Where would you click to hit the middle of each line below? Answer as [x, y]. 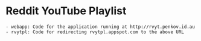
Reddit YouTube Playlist [66, 11]
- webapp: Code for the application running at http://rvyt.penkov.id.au [101, 27]
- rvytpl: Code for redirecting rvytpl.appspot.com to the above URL [95, 32]
